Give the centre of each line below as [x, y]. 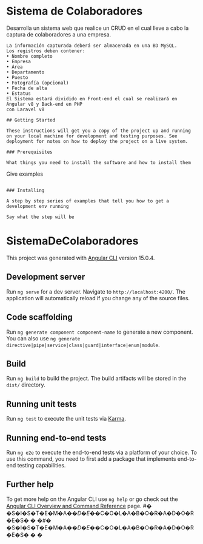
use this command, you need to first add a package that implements [91, 459]
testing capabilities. [42, 465]
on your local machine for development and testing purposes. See [92, 136]
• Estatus [19, 93]
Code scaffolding [39, 317]
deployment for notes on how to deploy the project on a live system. [97, 141]
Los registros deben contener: [46, 51]
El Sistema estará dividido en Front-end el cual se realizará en [92, 98]
